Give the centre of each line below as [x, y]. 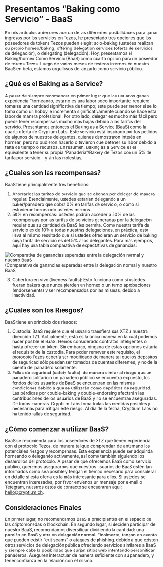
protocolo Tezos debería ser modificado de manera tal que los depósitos [85, 357]
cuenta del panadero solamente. [44, 368]
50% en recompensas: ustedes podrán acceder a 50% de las [73, 214]
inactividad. [24, 295]
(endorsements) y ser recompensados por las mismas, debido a [76, 290]
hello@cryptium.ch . [24, 492]
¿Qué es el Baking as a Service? [54, 84]
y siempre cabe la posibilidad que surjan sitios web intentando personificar [80, 550]
